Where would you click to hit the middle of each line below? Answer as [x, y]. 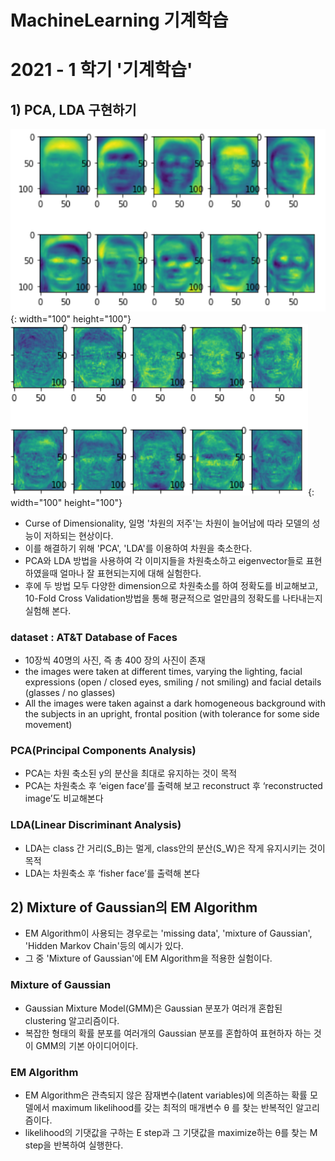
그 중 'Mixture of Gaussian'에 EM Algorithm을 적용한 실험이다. [148, 958]
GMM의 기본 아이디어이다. [87, 1045]
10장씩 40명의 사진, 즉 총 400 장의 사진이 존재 [115, 660]
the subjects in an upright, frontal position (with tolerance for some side [172, 713]
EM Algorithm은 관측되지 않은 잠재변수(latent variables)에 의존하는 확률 [166, 1095]
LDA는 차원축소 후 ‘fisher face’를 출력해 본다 [112, 873]
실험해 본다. [48, 610]
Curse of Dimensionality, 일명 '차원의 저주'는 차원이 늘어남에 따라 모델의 [167, 523]
